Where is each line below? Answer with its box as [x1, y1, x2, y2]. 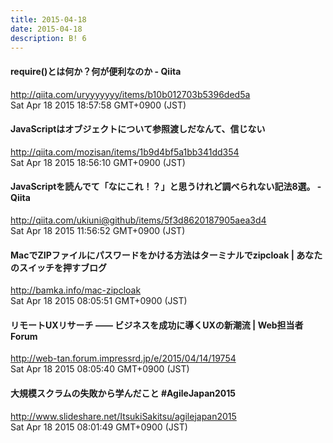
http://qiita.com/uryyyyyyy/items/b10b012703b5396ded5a [10, 88, 251, 100]
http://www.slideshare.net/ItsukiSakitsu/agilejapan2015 [10, 410, 237, 422]
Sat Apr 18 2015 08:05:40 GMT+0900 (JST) [10, 363, 190, 375]
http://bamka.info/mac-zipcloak [10, 284, 142, 296]
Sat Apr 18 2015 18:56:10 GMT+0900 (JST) [10, 156, 186, 168]
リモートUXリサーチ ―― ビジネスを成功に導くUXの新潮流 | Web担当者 [10, 319, 304, 331]
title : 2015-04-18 [10, 14, 87, 25]
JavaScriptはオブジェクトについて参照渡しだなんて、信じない [10, 123, 266, 135]
